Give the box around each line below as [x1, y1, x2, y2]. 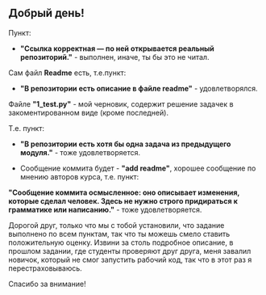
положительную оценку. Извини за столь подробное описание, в [8, 238, 234, 247]
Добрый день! [8, 6, 85, 20]
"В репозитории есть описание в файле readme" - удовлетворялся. [19, 83, 258, 93]
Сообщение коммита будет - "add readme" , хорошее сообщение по [19, 163, 256, 173]
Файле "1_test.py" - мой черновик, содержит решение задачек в [8, 99, 234, 108]
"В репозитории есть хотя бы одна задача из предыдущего [19, 139, 231, 149]
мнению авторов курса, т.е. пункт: [19, 171, 139, 181]
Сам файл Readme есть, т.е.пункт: [8, 68, 127, 78]
